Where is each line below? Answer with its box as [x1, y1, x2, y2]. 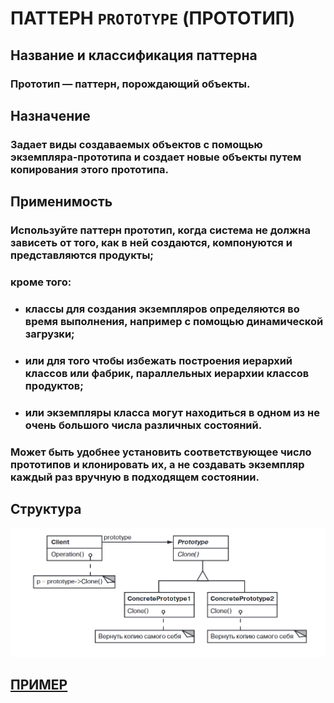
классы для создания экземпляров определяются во [24, 302, 300, 316]
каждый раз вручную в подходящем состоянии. [10, 470, 260, 484]
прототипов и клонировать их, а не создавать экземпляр [10, 457, 305, 471]
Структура [10, 501, 82, 518]
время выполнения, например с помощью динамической [24, 314, 324, 328]
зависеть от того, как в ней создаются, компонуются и [10, 236, 293, 250]
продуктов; [24, 378, 84, 392]
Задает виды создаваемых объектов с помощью [10, 137, 263, 151]
